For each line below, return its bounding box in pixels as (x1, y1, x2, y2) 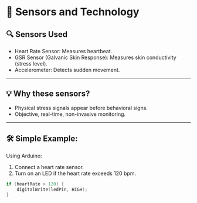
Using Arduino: (6, 152, 42, 159)
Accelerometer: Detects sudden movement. (14, 67, 120, 73)
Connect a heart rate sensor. (14, 163, 84, 170)
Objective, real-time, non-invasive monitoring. (14, 111, 126, 118)
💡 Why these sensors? (6, 89, 90, 99)
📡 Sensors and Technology (6, 5, 140, 19)
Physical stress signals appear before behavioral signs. (14, 104, 148, 111)
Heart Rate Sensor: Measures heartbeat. (14, 48, 113, 54)
